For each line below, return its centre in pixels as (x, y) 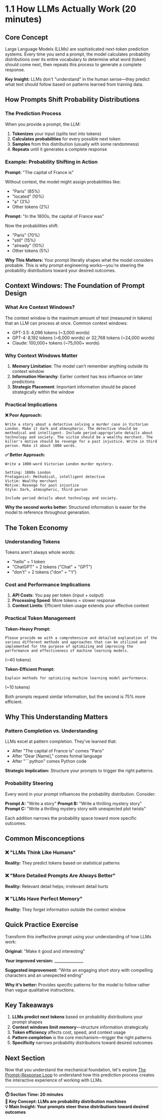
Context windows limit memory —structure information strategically (80, 1027)
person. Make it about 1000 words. (41, 446)
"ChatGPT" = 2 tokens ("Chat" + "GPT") (52, 567)
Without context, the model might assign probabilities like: (63, 182)
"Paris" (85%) (26, 191)
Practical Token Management (41, 618)
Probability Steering (29, 783)
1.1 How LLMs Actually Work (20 (71, 9)
